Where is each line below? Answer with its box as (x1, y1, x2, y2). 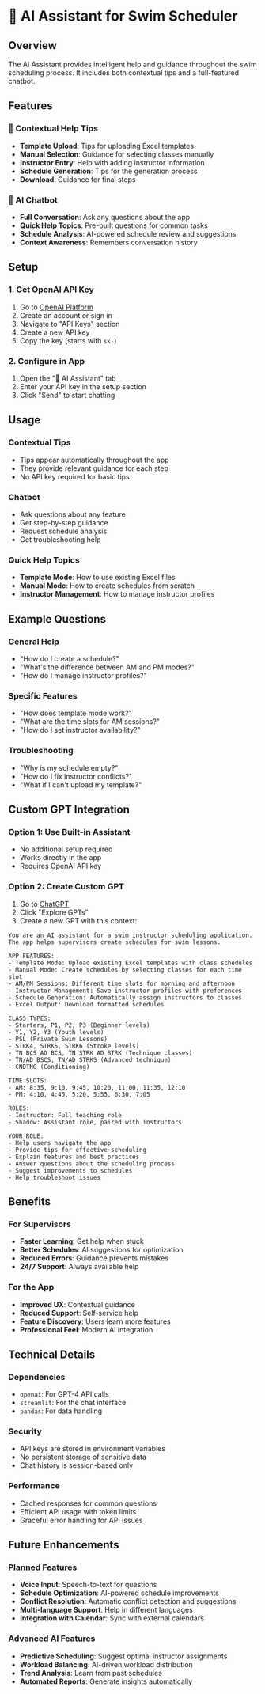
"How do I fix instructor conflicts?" (19, 771, 133, 781)
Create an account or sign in (19, 310, 112, 320)
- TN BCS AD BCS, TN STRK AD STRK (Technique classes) (8, 1048, 193, 1057)
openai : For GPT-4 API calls (19, 1389, 109, 1399)
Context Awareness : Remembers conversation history (19, 237, 198, 247)
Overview (8, 39, 58, 52)
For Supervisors (8, 1218, 71, 1230)
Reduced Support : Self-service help (19, 1308, 139, 1317)
